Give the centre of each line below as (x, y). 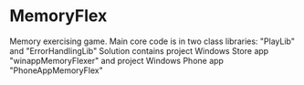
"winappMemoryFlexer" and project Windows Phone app (116, 60)
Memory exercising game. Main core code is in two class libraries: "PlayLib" (152, 41)
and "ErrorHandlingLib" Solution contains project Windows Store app (139, 50)
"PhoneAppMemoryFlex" (56, 70)
